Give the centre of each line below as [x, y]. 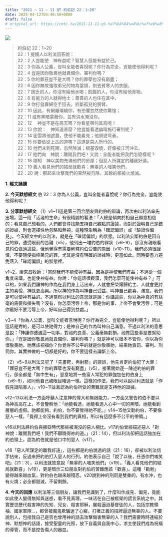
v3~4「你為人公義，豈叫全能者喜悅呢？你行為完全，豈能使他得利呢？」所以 [83, 320]
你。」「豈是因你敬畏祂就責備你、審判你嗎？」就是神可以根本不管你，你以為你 [84, 339]
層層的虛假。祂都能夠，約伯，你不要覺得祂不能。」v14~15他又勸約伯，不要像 [83, 410]
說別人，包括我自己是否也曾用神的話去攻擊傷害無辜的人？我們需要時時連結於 [84, 517]
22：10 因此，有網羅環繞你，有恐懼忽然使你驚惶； [69, 111]
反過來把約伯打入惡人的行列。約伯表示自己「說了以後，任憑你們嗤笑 [92, 456]
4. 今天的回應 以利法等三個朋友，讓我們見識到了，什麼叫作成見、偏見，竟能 [83, 492]
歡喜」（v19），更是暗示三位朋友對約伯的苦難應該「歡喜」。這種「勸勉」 [86, 469]
